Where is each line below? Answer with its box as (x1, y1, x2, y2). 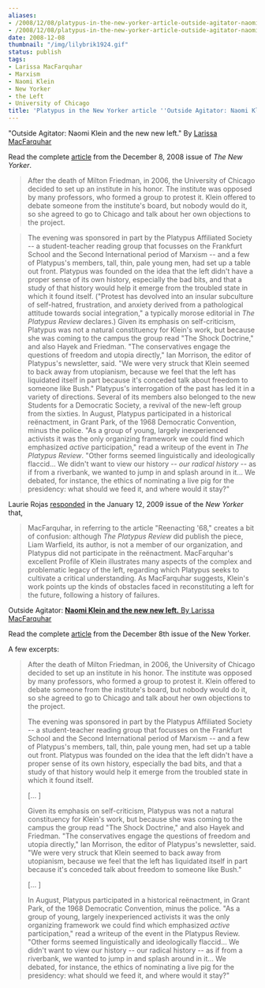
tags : (8, 56, 26, 64)
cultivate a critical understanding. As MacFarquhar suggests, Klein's (27, 573, 250, 583)
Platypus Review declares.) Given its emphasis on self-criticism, (27, 317, 237, 326)
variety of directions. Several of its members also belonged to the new (27, 392, 256, 401)
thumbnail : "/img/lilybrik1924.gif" (8, 41, 129, 49)
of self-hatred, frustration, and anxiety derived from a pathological (27, 300, 244, 309)
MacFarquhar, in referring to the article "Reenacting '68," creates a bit (27, 524, 255, 532)
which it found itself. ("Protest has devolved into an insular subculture (27, 292, 254, 300)
